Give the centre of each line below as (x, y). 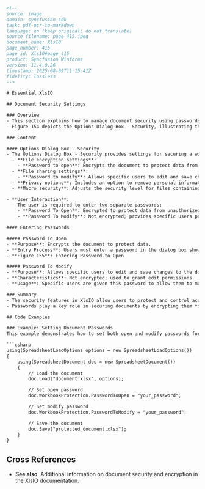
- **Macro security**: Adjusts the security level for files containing (106, 188)
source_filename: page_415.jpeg (47, 37)
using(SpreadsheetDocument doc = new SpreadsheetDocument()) (96, 362)
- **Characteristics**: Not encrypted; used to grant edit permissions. (101, 278)
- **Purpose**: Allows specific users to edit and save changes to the (99, 272)
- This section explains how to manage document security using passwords (103, 121)
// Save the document (56, 423)
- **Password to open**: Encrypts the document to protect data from (108, 166)
